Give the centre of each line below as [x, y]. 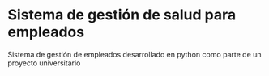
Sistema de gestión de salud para [122, 15]
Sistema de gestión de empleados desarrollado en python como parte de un [134, 54]
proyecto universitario [44, 63]
